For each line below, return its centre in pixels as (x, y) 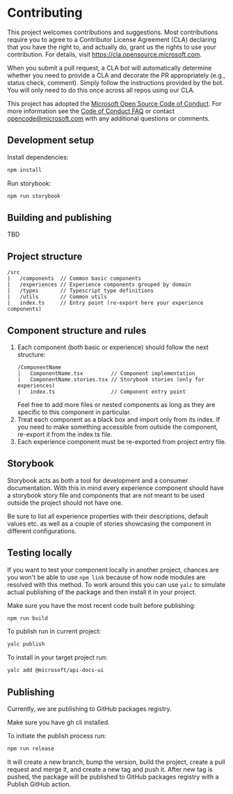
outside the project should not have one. (65, 503)
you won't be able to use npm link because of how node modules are (106, 577)
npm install (24, 170)
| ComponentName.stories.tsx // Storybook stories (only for (111, 379)
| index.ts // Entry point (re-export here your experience (105, 303)
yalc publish (26, 644)
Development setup (51, 140)
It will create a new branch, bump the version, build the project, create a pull (116, 762)
